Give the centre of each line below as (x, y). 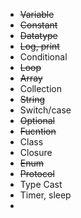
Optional (37, 120)
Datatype (38, 35)
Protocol (37, 173)
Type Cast (41, 184)
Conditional (43, 57)
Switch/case (45, 110)
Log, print (39, 46)
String (32, 99)
